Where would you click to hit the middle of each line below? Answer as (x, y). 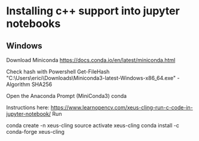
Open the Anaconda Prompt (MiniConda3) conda (67, 96)
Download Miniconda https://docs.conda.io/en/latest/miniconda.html (91, 60)
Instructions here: (28, 108)
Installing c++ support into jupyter (93, 11)
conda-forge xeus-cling (35, 132)
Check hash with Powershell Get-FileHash (58, 72)
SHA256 (42, 84)
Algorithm (18, 84)
